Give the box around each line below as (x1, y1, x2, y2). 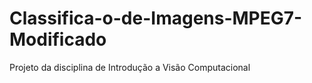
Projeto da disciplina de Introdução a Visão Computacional (9, 61, 251, 73)
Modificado (9, 28, 107, 51)
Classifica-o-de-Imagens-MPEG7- (9, 7, 303, 30)
